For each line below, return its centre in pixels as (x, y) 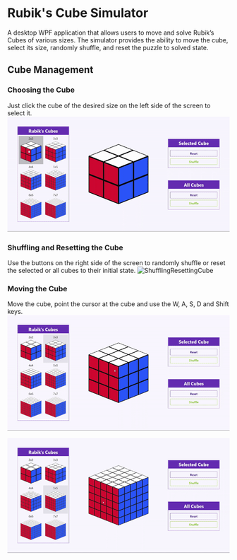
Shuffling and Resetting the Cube (65, 247)
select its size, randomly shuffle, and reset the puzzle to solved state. (108, 47)
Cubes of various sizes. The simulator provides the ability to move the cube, (118, 40)
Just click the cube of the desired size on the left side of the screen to (109, 105)
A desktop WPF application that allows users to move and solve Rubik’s (111, 33)
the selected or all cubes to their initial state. (72, 271)
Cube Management (50, 70)
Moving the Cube (37, 289)
